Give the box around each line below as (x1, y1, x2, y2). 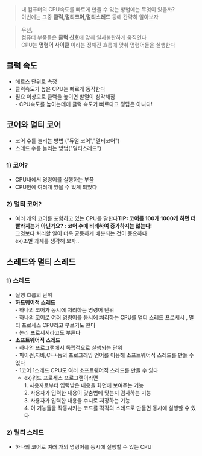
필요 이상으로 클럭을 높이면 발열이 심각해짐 (14, 93, 116, 100)
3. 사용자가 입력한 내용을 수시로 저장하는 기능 (24, 396, 131, 404)
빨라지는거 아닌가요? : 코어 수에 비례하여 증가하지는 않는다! (14, 223, 153, 230)
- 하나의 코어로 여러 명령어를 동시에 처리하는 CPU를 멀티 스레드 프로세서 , (14, 314, 188, 321)
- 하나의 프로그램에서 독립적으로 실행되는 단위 (14, 344, 122, 351)
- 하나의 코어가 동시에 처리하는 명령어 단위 (14, 306, 115, 313)
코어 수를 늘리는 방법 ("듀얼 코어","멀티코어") (14, 137, 120, 144)
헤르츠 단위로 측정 (14, 78, 57, 85)
